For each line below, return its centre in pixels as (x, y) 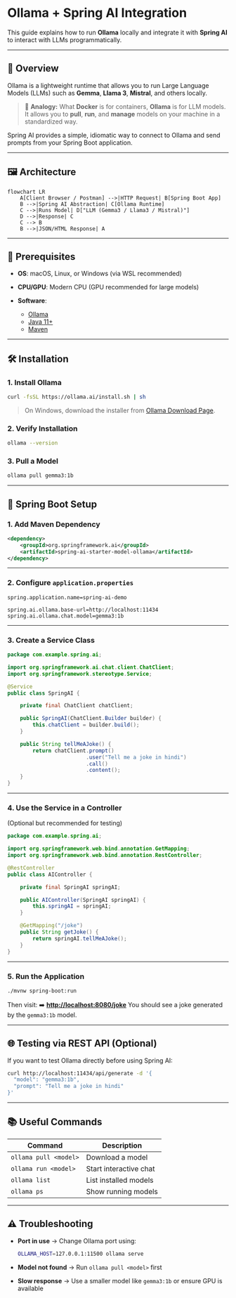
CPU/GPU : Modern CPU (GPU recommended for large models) (108, 287)
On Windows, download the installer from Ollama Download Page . (120, 410)
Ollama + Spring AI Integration (97, 13)
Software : (32, 301)
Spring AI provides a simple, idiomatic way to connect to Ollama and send (114, 135)
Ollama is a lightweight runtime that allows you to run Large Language (108, 85)
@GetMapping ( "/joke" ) (51, 926)
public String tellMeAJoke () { (66, 744)
